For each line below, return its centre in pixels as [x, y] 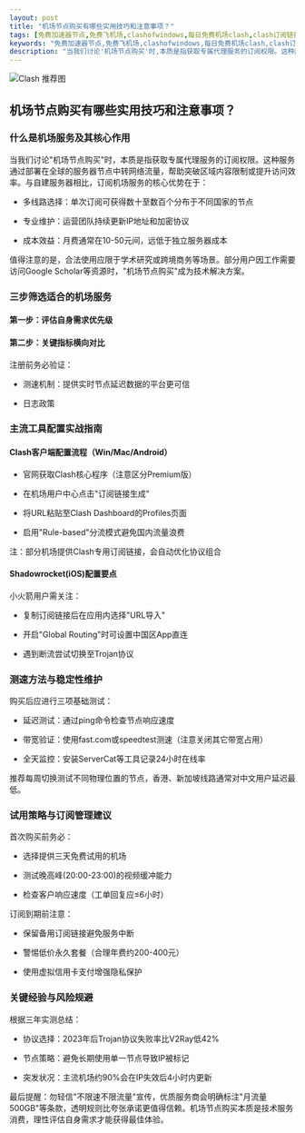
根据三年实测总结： [45, 1019]
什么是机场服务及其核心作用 [70, 138]
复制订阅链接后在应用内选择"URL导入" [94, 615]
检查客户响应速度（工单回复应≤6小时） [95, 895]
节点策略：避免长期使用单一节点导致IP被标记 [106, 1058]
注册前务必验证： [41, 364]
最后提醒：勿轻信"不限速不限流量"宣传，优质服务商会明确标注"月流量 [138, 1097]
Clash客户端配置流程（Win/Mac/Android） [91, 452]
